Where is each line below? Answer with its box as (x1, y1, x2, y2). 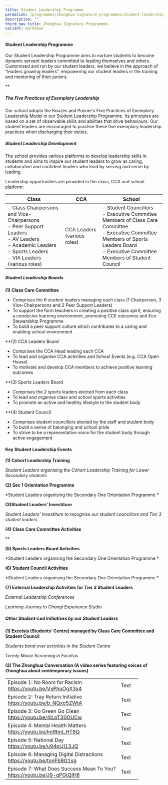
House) (12, 359, 28, 365)
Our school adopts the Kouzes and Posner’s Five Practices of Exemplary (5, 108, 154, 114)
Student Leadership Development (5, 140, 77, 146)
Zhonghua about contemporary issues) (5, 668, 88, 674)
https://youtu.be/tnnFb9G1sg (7, 757, 76, 764)
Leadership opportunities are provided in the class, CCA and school (5, 179, 145, 185)
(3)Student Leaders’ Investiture (5, 502, 72, 508)
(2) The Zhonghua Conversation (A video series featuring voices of (5, 662, 147, 668)
